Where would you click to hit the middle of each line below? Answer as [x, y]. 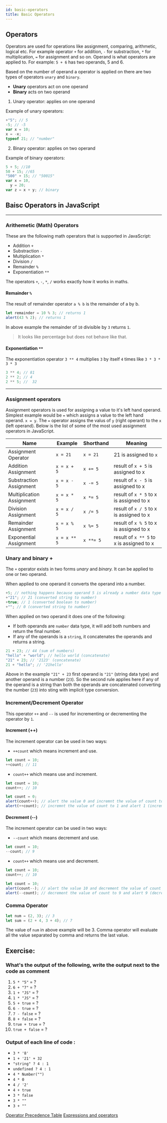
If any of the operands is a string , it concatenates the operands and [83, 636]
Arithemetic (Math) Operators [42, 225]
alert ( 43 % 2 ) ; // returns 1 [36, 318]
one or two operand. [27, 574]
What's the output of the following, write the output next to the [83, 965]
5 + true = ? [26, 1003]
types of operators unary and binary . [43, 77]
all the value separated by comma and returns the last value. [67, 935]
